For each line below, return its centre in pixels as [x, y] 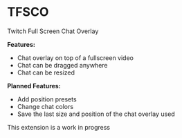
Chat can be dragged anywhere [62, 65]
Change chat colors [45, 106]
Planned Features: [34, 86]
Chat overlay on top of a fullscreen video [75, 58]
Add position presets [47, 99]
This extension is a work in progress [59, 127]
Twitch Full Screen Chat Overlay [53, 31]
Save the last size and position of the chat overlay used [96, 114]
